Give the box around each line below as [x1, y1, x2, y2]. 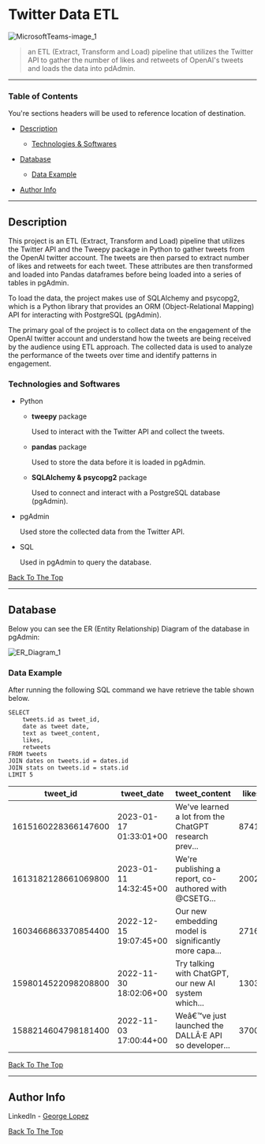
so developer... [175, 1040, 230, 1051]
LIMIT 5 [8, 771, 34, 779]
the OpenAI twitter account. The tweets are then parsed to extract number [8, 253, 250, 263]
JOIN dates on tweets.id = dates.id [8, 757, 129, 766]
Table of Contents [8, 91, 79, 102]
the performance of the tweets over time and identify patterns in [8, 351, 217, 360]
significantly [175, 936, 221, 947]
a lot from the [175, 811, 225, 822]
